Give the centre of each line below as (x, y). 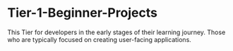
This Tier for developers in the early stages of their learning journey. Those (116, 32)
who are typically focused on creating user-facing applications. (100, 39)
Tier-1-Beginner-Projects (82, 13)
